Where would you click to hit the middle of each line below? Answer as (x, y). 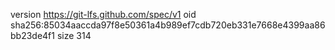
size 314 (74, 35)
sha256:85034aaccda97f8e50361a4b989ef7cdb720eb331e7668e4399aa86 (168, 25)
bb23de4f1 (32, 35)
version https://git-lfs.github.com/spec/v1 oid (103, 14)
